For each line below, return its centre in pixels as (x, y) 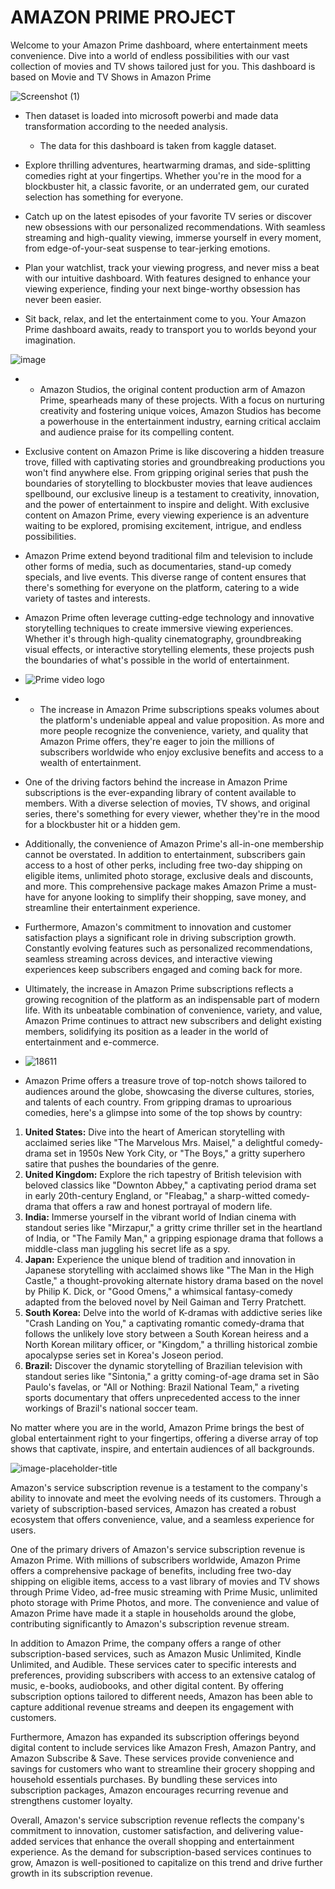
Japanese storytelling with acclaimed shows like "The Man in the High (169, 1270)
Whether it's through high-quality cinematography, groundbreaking (163, 638)
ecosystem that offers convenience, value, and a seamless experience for (162, 1519)
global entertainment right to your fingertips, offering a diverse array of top (164, 1438)
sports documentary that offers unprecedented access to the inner (162, 1397)
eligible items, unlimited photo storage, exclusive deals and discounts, (169, 875)
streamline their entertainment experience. (112, 907)
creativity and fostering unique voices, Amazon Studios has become (180, 410)
